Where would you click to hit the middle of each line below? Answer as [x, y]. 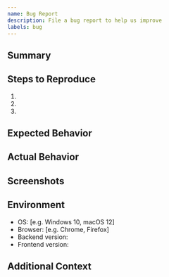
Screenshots [36, 181]
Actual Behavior [43, 157]
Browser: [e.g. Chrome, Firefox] [63, 229]
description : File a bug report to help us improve [84, 20]
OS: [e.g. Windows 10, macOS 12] [66, 221]
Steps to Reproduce [52, 79]
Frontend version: [43, 244]
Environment [36, 205]
